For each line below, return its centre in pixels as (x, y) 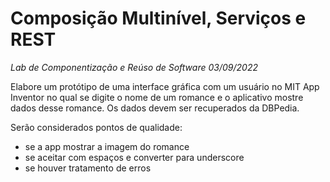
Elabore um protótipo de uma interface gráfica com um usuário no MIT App (165, 86)
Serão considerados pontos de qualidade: (96, 127)
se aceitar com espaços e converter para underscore (134, 157)
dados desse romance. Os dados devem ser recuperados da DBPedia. (155, 108)
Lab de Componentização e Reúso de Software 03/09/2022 (134, 67)
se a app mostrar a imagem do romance (107, 146)
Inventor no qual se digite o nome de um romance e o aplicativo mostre (157, 97)
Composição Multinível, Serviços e (158, 18)
